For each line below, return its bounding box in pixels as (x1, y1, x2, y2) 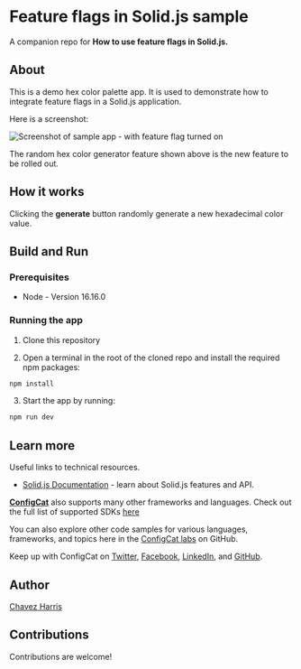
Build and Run (9, 244, 88, 259)
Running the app (9, 314, 84, 327)
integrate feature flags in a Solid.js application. (9, 96, 182, 107)
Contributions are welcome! (9, 651, 113, 662)
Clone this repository (22, 334, 101, 345)
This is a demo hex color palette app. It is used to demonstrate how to (9, 86, 269, 97)
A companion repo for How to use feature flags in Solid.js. (9, 36, 228, 47)
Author (9, 577, 50, 592)
